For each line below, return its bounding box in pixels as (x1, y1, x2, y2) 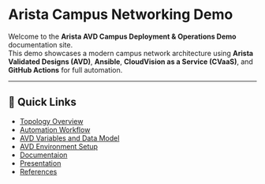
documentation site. (8, 39, 73, 49)
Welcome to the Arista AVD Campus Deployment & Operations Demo (8, 32, 237, 41)
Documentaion (19, 150, 68, 160)
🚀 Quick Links (8, 96, 77, 109)
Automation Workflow (19, 125, 91, 134)
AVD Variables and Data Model (19, 133, 120, 143)
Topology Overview (19, 116, 84, 126)
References (19, 167, 58, 176)
